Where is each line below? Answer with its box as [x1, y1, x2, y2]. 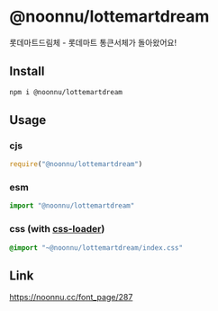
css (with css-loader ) [9, 223, 105, 235]
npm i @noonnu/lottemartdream [9, 87, 123, 96]
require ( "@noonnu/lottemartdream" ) [9, 160, 143, 169]
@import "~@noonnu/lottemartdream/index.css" [9, 243, 183, 253]
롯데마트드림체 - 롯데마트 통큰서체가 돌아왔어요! [9, 37, 177, 48]
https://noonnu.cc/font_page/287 [9, 292, 133, 303]
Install [9, 64, 45, 79]
